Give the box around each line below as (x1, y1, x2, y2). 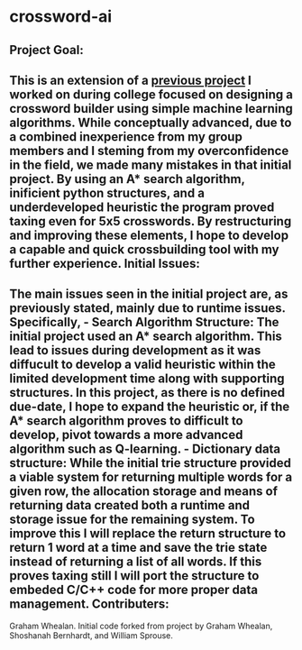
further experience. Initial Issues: (9, 255, 201, 271)
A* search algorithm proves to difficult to (9, 413, 243, 429)
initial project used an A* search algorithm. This (9, 329, 282, 344)
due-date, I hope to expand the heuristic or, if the (9, 399, 290, 415)
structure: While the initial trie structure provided (9, 455, 291, 471)
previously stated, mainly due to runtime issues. (9, 300, 286, 316)
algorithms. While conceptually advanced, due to (9, 114, 292, 130)
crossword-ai (9, 6, 113, 27)
